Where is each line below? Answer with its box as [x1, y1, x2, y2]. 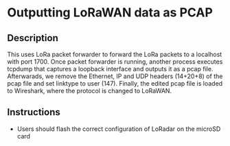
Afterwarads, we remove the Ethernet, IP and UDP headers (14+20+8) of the [7, 72, 223, 80]
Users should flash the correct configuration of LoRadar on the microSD [16, 125, 221, 133]
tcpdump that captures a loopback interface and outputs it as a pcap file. [7, 65, 214, 73]
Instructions [7, 106, 60, 118]
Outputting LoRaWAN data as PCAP [7, 5, 213, 21]
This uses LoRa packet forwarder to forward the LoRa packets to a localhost [7, 50, 222, 58]
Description [7, 32, 58, 44]
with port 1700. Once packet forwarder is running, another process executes [7, 58, 223, 66]
